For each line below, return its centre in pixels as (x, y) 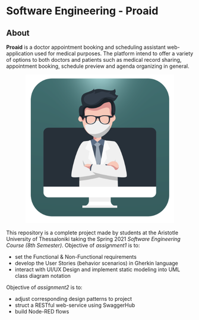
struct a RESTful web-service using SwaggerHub (75, 305)
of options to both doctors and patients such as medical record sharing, (94, 60)
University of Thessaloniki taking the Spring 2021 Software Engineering (94, 239)
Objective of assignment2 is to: (44, 287)
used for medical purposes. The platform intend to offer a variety (114, 54)
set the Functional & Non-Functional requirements (75, 257)
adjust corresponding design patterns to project (73, 299)
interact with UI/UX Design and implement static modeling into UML (97, 269)
